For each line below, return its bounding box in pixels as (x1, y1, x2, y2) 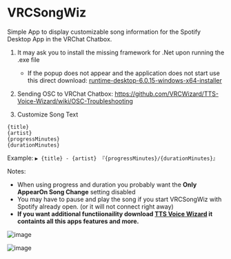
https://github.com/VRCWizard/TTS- (114, 90, 219, 98)
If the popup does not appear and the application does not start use (27, 69, 221, 77)
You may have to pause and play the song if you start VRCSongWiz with (17, 195, 222, 203)
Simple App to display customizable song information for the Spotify (7, 28, 201, 36)
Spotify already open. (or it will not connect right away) (17, 202, 174, 211)
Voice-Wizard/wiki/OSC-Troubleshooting (17, 96, 133, 105)
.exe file (17, 55, 40, 63)
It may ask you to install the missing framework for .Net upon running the (17, 48, 225, 56)
